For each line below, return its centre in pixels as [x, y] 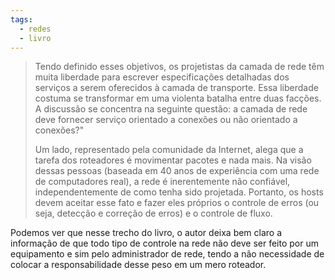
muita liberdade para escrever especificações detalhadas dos [162, 77]
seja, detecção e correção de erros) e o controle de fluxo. [153, 213]
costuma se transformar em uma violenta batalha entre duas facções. [178, 98]
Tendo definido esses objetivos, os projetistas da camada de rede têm [179, 67]
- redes [35, 29]
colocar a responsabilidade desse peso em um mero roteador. [138, 265]
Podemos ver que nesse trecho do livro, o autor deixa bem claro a [146, 233]
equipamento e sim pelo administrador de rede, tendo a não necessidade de [167, 254]
